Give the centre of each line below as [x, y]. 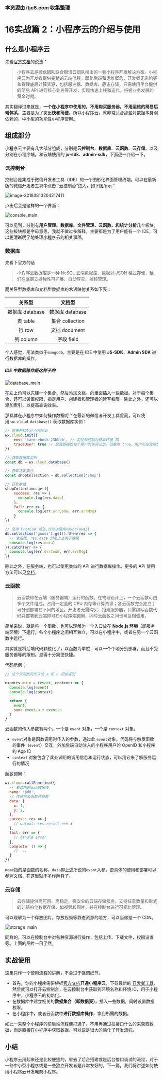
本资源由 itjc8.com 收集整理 [38, 7]
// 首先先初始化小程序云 [26, 431]
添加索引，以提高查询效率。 [33, 405]
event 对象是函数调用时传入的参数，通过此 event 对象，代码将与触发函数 [83, 739]
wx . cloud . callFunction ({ [30, 783]
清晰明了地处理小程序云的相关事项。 [49, 237]
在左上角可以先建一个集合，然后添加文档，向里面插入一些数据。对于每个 [77, 393]
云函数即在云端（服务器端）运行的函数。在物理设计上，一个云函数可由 [87, 598]
